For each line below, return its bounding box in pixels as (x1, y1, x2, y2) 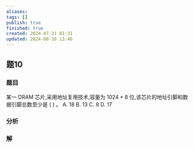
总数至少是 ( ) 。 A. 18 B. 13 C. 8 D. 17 (21, 101, 113, 108)
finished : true (6, 25, 44, 31)
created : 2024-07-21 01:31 (6, 31, 73, 37)
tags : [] (6, 14, 28, 20)
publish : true (6, 20, 42, 25)
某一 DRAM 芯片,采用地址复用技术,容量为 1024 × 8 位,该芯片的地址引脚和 (6, 93, 183, 101)
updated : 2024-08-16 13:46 (6, 36, 73, 42)
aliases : (6, 8, 28, 15)
